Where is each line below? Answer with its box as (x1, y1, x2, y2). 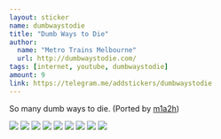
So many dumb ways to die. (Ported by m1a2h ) (9, 103, 180, 113)
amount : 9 (9, 71, 46, 80)
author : (9, 37, 38, 47)
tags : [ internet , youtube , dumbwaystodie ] (9, 63, 169, 72)
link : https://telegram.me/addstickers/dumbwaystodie (9, 79, 213, 88)
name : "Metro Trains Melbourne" (17, 46, 138, 55)
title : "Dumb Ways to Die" (9, 29, 109, 38)
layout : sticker (9, 12, 69, 22)
